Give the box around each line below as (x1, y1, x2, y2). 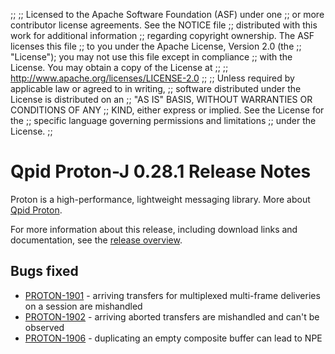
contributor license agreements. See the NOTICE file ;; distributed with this (10, 19, 318, 31)
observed (24, 321, 65, 333)
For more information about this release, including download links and (10, 223, 298, 235)
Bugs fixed (10, 263, 79, 280)
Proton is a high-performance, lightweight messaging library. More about (10, 193, 311, 205)
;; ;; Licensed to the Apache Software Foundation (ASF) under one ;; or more (10, 9, 325, 20)
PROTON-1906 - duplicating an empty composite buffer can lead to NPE (24, 332, 323, 344)
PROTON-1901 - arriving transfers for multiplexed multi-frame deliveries (24, 289, 321, 301)
